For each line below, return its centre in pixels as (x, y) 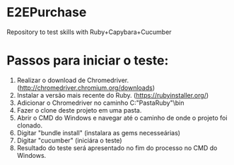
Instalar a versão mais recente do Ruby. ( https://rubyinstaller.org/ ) (113, 95)
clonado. (30, 125)
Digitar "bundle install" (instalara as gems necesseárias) (99, 132)
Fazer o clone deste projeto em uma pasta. (79, 110)
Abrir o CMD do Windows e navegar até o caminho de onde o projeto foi (122, 118)
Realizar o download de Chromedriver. (73, 80)
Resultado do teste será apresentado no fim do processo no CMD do (117, 148)
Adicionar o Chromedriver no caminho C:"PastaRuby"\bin (100, 103)
